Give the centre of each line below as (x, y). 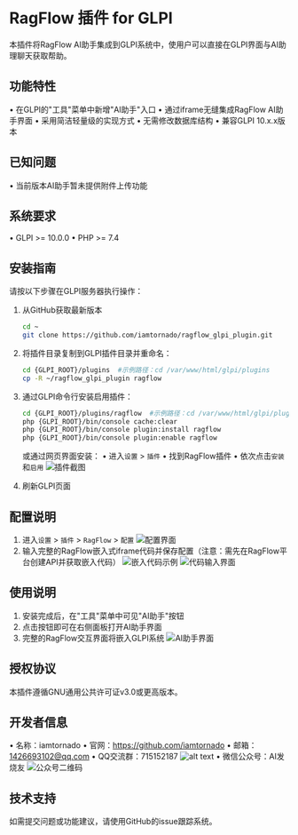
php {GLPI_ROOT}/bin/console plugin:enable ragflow (119, 438)
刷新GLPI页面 (46, 486)
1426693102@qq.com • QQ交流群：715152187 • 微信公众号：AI (143, 757)
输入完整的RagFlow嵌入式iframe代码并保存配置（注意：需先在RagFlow (151, 551)
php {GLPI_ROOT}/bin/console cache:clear (99, 421)
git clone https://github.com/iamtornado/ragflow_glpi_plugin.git (147, 335)
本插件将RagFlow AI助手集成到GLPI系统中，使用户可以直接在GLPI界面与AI (144, 44)
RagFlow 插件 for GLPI (91, 18)
